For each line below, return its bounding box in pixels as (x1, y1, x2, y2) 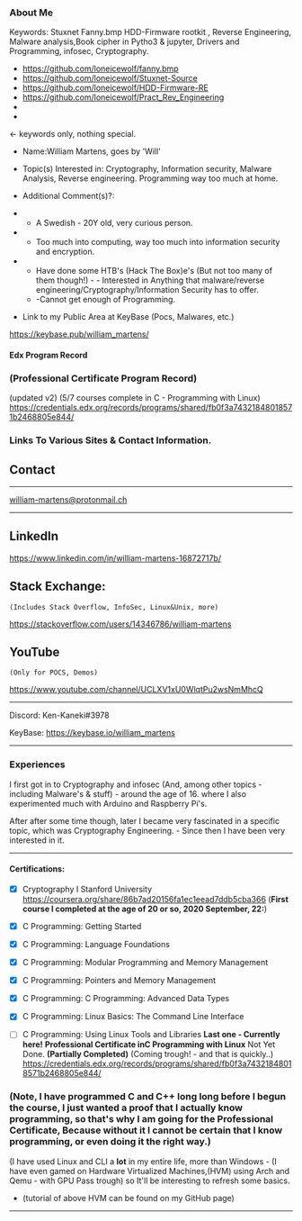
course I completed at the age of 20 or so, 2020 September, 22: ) (22, 903, 268, 914)
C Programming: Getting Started (22, 920, 142, 931)
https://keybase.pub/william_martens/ (9, 329, 150, 339)
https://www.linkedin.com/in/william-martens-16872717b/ (9, 552, 222, 564)
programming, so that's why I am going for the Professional (9, 1113, 274, 1126)
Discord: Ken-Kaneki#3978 (9, 710, 110, 721)
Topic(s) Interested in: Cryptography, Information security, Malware (22, 164, 272, 175)
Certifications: (9, 864, 66, 874)
